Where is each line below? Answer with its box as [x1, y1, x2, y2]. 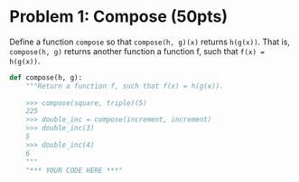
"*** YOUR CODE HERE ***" [25, 166, 124, 175]
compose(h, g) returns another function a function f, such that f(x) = [9, 45, 265, 56]
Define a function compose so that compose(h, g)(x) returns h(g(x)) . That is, [9, 36, 291, 47]
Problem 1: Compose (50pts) [9, 6, 229, 27]
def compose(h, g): [9, 72, 83, 82]
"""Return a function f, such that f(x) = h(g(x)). [25, 81, 224, 91]
